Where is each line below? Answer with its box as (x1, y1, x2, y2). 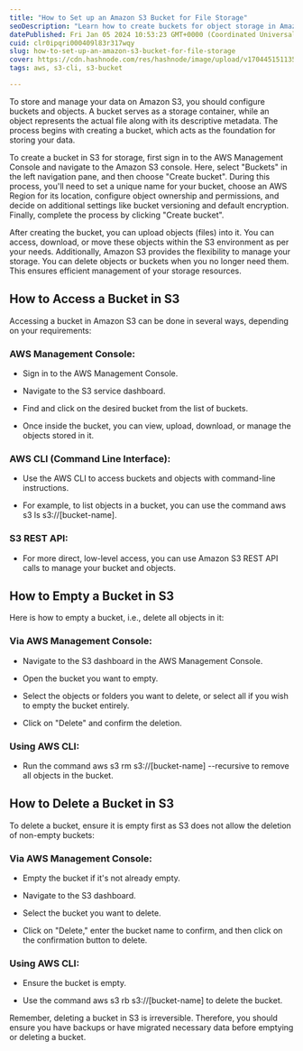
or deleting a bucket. (9, 1032, 87, 1043)
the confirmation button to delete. (22, 935, 148, 945)
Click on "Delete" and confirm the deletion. (22, 717, 182, 728)
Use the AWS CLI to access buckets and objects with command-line (22, 473, 276, 484)
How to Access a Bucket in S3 (9, 291, 180, 307)
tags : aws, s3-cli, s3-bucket (9, 64, 124, 73)
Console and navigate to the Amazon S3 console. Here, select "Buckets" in (9, 161, 288, 172)
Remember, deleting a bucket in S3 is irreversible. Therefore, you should (9, 1012, 278, 1024)
